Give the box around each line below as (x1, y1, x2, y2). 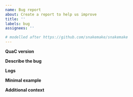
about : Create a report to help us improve (5, 12, 97, 17)
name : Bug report (5, 7, 41, 12)
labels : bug (5, 21, 30, 26)
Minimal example (5, 78, 41, 83)
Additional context (5, 87, 45, 93)
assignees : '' (5, 26, 35, 31)
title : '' (5, 16, 26, 21)
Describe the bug (5, 58, 42, 64)
